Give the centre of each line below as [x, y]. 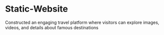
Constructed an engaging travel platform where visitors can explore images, [82, 22]
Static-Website [36, 9]
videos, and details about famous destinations [52, 27]
